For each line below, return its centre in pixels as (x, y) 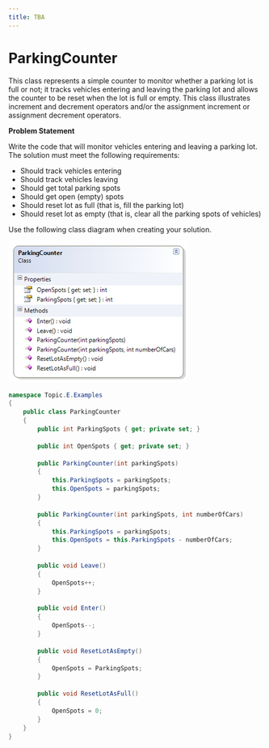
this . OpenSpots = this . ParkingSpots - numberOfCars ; (142, 540)
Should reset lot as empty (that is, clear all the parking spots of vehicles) (141, 214)
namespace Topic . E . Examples (56, 395)
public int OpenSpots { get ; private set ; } (113, 446)
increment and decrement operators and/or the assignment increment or (129, 106)
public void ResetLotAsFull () (88, 694)
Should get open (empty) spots (72, 196)
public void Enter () (72, 608)
